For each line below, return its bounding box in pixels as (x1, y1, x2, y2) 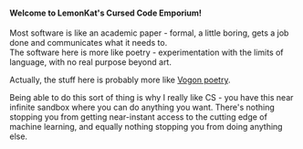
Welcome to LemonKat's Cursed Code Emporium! (9, 7, 203, 18)
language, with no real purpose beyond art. (9, 57, 172, 68)
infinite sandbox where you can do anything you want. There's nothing (9, 101, 276, 113)
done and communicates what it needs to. (9, 37, 168, 48)
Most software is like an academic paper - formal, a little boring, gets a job (9, 27, 289, 38)
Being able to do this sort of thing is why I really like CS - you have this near (9, 92, 294, 103)
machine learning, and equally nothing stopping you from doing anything (9, 122, 283, 133)
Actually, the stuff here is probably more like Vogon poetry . (9, 74, 231, 86)
